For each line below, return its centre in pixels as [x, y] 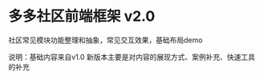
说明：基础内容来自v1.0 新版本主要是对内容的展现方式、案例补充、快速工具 [132, 57]
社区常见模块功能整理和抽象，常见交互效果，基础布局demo [105, 40]
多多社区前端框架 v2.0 [82, 16]
